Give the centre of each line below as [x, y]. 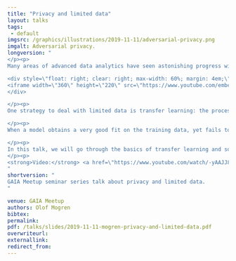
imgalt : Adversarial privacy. [52, 46]
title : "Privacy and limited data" [59, 14]
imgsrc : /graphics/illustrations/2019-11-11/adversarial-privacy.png [111, 40]
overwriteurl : [28, 234]
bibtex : [19, 214]
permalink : [23, 221]
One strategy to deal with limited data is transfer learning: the [108, 111]
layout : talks [28, 20]
